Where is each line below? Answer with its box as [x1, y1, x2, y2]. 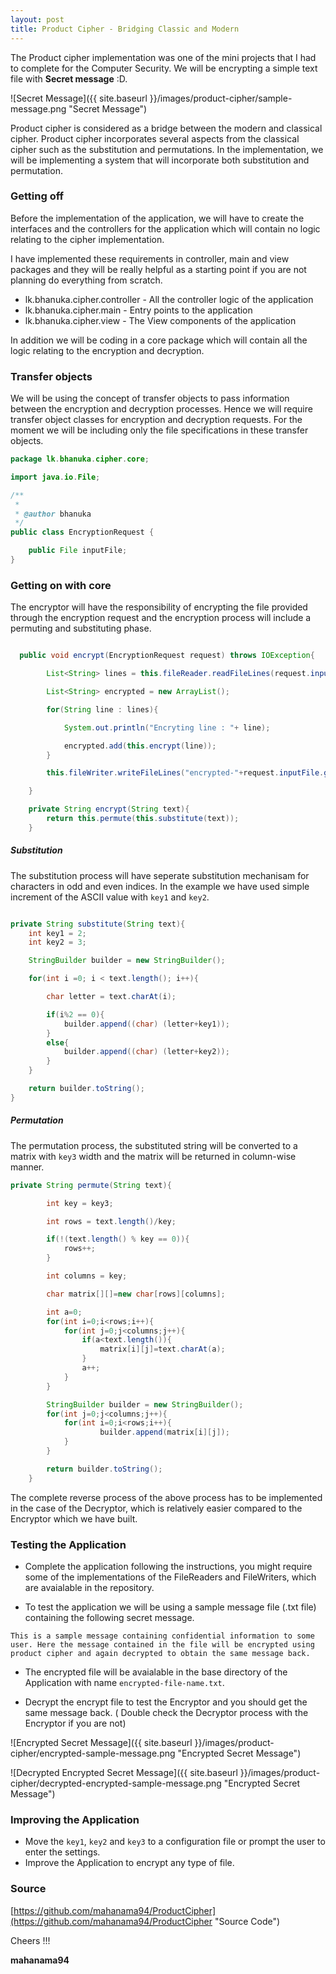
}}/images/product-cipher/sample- [149, 92, 293, 104]
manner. [10, 1161, 45, 1173]
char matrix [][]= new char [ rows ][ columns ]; [46, 1289, 226, 1299]
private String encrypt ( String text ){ [28, 804, 190, 815]
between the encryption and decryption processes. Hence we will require [10, 403, 313, 415]
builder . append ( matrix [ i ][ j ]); [99, 1427, 230, 1438]
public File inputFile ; [28, 546, 128, 556]
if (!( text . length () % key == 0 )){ [46, 1234, 190, 1245]
